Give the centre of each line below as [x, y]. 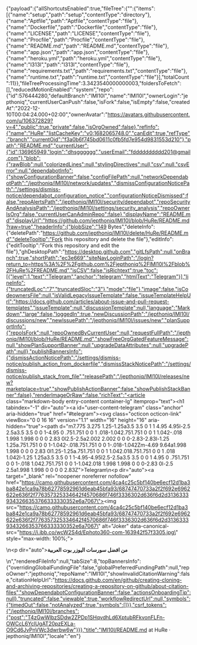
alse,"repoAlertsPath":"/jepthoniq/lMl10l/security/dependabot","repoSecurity [98, 202]
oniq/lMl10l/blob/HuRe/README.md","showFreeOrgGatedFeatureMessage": [97, 339]
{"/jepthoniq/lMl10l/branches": [43, 611]
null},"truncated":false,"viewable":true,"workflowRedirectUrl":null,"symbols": [98, 599]
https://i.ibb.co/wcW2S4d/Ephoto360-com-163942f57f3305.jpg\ [98, 532]
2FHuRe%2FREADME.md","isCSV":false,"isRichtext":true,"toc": [82, 270]
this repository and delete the [99, 239]
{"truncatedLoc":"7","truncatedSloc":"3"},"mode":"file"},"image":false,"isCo [97, 289]
